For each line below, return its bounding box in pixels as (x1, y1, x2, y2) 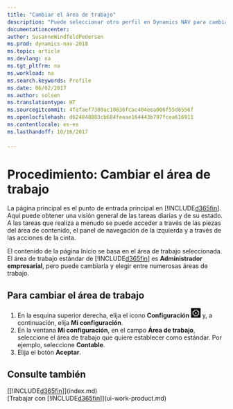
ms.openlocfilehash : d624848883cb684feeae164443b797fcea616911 (7, 114, 194, 121)
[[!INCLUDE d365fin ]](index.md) (7, 387, 98, 395)
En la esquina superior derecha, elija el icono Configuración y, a (17, 311, 213, 319)
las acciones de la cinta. (7, 233, 76, 242)
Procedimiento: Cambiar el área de (7, 167, 211, 182)
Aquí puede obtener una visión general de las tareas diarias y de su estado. (7, 212, 223, 220)
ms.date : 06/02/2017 (7, 84, 67, 92)
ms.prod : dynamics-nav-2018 (7, 40, 89, 48)
